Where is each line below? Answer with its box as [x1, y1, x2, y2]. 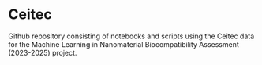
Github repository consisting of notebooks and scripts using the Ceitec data [8, 31, 255, 41]
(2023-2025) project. [8, 48, 77, 57]
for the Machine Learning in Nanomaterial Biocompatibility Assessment [8, 39, 239, 49]
